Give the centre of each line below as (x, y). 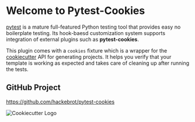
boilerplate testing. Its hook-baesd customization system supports (86, 33)
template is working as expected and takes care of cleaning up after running (98, 63)
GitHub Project (33, 88)
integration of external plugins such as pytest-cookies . (72, 39)
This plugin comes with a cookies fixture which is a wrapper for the (87, 50)
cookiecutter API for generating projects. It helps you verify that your (89, 57)
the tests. (17, 69)
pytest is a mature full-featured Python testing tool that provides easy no (93, 27)
